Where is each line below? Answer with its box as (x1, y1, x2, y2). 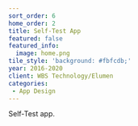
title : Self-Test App (8, 27, 82, 35)
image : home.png (15, 49, 70, 57)
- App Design (11, 86, 56, 95)
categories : (8, 79, 48, 87)
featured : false (8, 34, 63, 43)
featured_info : (8, 42, 60, 50)
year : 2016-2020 (8, 65, 63, 73)
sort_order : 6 (8, 11, 56, 20)
